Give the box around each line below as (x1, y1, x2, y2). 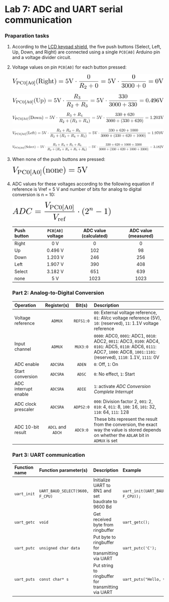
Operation (14, 302, 36, 308)
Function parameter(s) (39, 467, 88, 473)
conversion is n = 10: (12, 191, 55, 197)
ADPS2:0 (73, 405, 90, 410)
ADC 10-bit (14, 424, 39, 430)
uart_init (14, 491, 35, 497)
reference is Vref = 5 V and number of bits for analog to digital (12, 186, 142, 192)
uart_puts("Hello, (122, 577, 161, 582)
